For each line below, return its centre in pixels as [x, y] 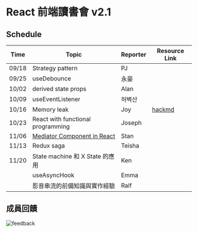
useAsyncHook [53, 175]
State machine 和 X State [67, 156]
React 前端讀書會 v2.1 [59, 12]
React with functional [62, 119]
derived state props [59, 89]
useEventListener [56, 99]
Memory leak [50, 110]
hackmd [164, 110]
